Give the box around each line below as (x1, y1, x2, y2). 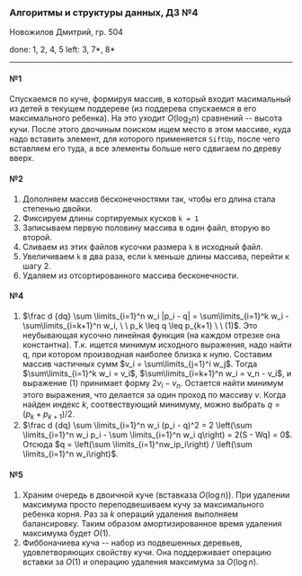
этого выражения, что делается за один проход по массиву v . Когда (22, 389, 287, 400)
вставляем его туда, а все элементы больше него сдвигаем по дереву (9, 143, 281, 154)
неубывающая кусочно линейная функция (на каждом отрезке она (22, 329, 280, 340)
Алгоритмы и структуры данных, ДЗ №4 (9, 6, 199, 19)
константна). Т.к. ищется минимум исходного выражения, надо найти (22, 339, 292, 350)
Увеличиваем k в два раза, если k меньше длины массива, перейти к (22, 250, 290, 262)
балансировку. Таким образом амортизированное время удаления (22, 517, 282, 528)
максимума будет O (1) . (22, 527, 111, 538)
